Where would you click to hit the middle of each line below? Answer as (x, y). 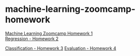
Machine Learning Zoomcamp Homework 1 (49, 33)
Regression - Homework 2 (32, 39)
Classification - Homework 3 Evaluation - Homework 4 (61, 48)
